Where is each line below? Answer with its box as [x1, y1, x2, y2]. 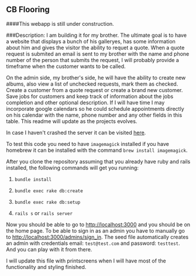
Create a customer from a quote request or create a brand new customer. [6, 86, 183, 93]
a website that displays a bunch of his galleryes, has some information [6, 38, 176, 45]
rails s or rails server [14, 209, 73, 216]
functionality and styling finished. [6, 263, 87, 270]
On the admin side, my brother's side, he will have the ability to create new [6, 74, 186, 81]
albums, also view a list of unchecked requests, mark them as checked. [6, 80, 178, 87]
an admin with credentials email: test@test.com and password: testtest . [6, 240, 180, 247]
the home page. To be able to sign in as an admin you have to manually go [6, 227, 185, 234]
